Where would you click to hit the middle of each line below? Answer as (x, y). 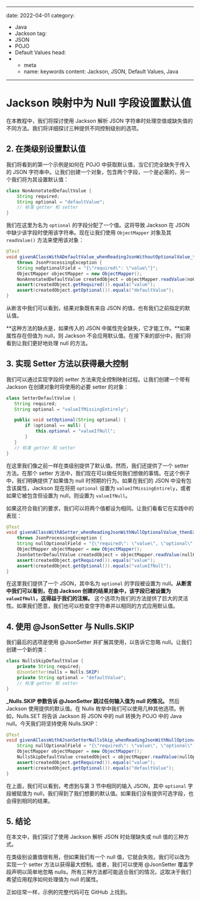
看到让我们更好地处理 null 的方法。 (49, 343)
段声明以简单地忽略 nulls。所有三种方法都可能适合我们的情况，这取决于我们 (99, 872)
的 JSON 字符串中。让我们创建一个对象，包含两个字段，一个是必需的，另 (96, 172)
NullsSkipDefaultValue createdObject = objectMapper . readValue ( (98, 757)
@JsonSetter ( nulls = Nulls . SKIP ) (58, 672)
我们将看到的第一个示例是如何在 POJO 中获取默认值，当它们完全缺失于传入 (98, 164)
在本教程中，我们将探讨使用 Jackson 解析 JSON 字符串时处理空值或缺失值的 (100, 121)
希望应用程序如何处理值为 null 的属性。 (54, 879)
